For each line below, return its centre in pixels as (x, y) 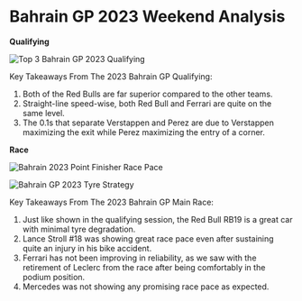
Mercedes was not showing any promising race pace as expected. (146, 287)
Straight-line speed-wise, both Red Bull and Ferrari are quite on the (147, 103)
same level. (43, 113)
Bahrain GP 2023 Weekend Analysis (147, 17)
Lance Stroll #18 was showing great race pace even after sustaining (148, 238)
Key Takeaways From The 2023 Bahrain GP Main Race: (112, 202)
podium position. (54, 277)
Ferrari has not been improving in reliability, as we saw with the (139, 258)
